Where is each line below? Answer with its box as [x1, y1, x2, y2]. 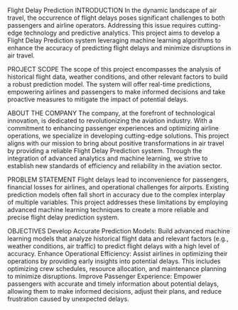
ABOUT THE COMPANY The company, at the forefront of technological [7, 109, 215, 117]
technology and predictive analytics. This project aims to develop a [23, 28, 220, 37]
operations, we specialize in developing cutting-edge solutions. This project [7, 131, 229, 140]
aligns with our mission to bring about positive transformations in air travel [7, 139, 225, 148]
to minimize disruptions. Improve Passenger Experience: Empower [7, 272, 202, 280]
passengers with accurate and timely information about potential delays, [7, 279, 219, 288]
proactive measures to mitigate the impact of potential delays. [7, 95, 188, 104]
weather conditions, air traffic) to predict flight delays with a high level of [7, 242, 220, 250]
